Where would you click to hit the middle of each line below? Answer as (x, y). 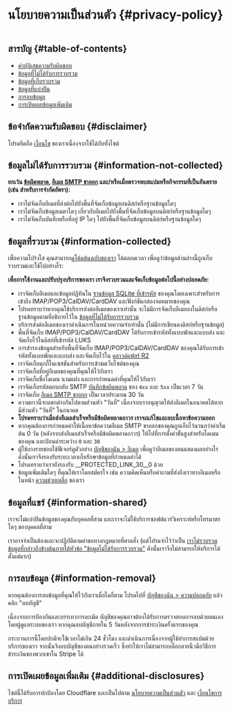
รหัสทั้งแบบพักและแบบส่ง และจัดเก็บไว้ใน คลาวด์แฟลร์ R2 (83, 355)
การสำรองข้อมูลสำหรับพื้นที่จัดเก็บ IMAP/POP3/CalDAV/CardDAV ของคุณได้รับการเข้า (120, 348)
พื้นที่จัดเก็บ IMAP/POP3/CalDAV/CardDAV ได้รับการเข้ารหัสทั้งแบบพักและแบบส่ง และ (121, 333)
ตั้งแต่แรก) (20, 556)
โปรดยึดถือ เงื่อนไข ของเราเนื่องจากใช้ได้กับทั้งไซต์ (64, 143)
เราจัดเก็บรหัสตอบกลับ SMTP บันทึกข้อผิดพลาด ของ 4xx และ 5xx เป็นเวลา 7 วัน (110, 387)
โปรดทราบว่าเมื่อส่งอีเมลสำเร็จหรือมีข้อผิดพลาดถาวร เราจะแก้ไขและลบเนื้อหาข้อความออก (116, 418)
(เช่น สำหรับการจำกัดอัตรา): (39, 190)
